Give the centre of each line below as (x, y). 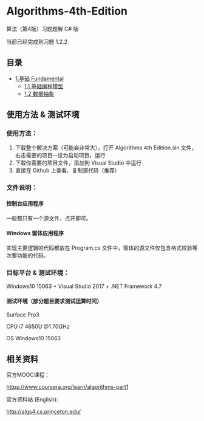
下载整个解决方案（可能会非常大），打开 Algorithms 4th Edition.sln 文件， (106, 148)
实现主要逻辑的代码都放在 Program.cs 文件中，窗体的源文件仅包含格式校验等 (102, 248)
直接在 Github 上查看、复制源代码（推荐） (67, 171)
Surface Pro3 (23, 315)
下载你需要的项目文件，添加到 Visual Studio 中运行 (78, 163)
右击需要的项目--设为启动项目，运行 (60, 156)
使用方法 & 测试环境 (43, 115)
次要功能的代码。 (28, 255)
